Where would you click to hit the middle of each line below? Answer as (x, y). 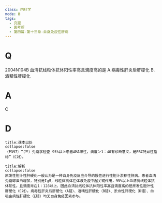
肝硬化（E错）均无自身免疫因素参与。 (51, 196)
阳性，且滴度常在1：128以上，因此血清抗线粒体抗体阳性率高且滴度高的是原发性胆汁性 (81, 186)
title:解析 (15, 166)
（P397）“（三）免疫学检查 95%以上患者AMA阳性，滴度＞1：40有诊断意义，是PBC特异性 (79, 152)
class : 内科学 (18, 9)
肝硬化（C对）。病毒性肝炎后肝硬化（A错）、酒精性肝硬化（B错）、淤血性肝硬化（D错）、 (78, 191)
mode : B (13, 14)
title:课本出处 (19, 142)
